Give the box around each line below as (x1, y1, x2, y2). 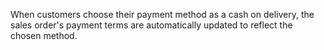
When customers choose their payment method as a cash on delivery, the (10, 9, 315, 20)
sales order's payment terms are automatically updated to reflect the (10, 19, 293, 31)
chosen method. (10, 30, 78, 41)
